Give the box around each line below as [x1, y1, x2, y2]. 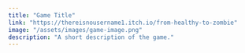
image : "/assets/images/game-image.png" [8, 26, 143, 34]
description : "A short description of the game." [8, 33, 175, 41]
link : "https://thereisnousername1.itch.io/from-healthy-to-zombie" [8, 19, 238, 26]
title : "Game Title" [8, 11, 76, 19]
